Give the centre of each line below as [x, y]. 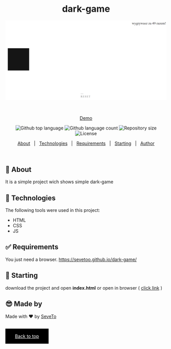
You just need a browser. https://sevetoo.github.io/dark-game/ [71, 259]
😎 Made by [24, 304]
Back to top [27, 336]
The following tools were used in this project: [53, 210]
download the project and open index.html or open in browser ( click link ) [84, 288]
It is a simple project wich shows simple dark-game [59, 182]
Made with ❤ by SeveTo [31, 316]
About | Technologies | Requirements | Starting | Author [86, 143]
